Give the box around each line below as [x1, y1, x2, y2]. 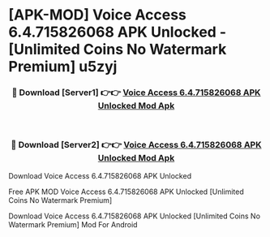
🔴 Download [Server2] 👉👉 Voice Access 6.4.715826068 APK [11, 140, 262, 151]
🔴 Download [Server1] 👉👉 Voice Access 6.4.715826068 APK [11, 87, 261, 98]
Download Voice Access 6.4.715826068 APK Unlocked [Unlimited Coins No [8, 211, 261, 221]
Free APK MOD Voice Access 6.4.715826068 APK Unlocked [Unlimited [8, 187, 245, 196]
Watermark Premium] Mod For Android [8, 219, 138, 229]
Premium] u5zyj [8, 58, 118, 76]
